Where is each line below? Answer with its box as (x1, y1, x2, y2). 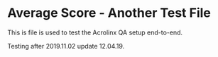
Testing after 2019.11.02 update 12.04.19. (7, 42, 125, 50)
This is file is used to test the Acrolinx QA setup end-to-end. (7, 28, 183, 37)
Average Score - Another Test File (7, 5, 211, 21)
